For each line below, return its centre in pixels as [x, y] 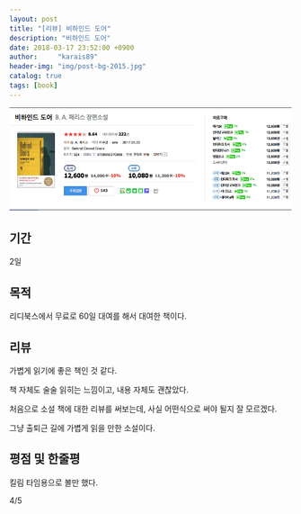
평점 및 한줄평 [45, 459]
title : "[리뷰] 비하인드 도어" [60, 28]
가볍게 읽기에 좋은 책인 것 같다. [63, 370]
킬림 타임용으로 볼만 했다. [54, 482]
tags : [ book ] [34, 86]
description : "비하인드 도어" [60, 38]
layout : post [34, 19]
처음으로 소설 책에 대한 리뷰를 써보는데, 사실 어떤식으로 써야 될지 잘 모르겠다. [143, 409]
